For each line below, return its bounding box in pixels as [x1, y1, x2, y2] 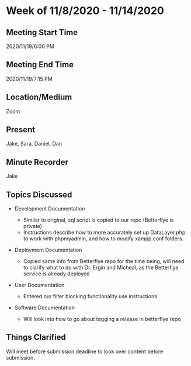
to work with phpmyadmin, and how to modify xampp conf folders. [23, 235, 184, 242]
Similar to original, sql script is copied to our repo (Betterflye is [23, 216, 174, 223]
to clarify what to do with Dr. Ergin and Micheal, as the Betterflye [23, 264, 179, 271]
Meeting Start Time [6, 27, 78, 37]
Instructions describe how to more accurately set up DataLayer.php [23, 229, 186, 236]
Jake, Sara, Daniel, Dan [6, 140, 62, 147]
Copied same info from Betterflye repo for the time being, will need [23, 258, 185, 265]
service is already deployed [23, 270, 90, 277]
